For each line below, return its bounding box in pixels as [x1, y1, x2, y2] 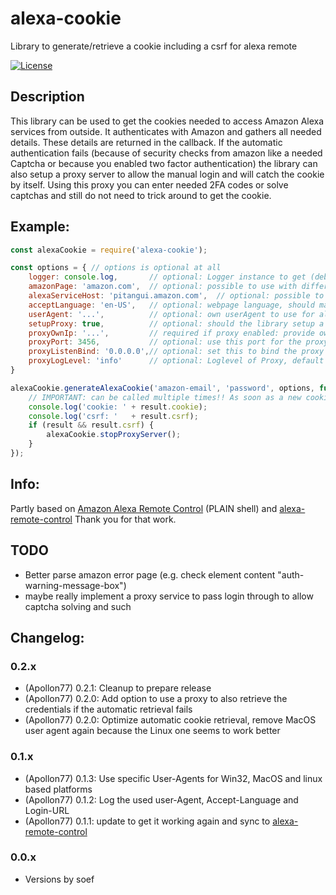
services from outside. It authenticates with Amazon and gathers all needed [10, 125, 322, 137]
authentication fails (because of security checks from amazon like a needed [10, 147, 323, 159]
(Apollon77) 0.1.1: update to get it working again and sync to [24, 815, 271, 827]
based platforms [24, 783, 93, 795]
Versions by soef [24, 873, 95, 885]
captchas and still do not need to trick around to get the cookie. [10, 189, 272, 201]
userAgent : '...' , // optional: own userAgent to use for [28, 309, 315, 319]
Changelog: [10, 629, 85, 646]
